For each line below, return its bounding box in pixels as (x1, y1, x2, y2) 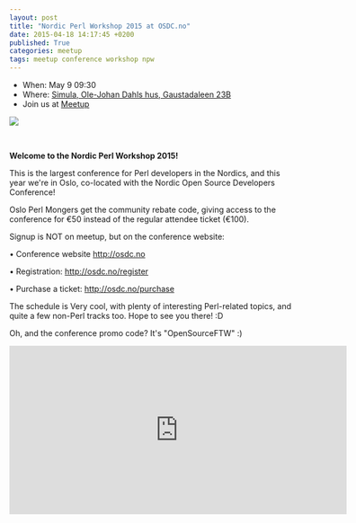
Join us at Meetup (22, 99, 90, 109)
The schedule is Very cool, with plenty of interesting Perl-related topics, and (9, 301, 292, 311)
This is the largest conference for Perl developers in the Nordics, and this (9, 168, 280, 178)
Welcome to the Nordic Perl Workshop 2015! (9, 150, 179, 161)
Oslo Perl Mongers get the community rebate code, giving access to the (9, 204, 277, 215)
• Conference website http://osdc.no (9, 249, 146, 259)
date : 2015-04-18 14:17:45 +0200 (9, 30, 135, 39)
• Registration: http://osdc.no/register (9, 266, 149, 277)
